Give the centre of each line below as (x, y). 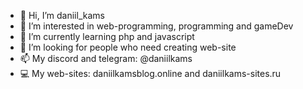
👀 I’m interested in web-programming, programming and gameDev (156, 26)
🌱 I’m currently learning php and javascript (107, 36)
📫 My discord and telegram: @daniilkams (106, 58)
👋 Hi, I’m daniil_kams (62, 15)
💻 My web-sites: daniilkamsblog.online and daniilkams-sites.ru (150, 73)
